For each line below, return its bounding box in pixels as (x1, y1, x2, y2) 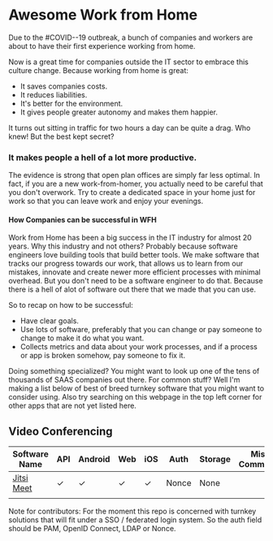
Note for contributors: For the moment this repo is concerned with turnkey (8, 506, 257, 517)
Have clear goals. (19, 316, 80, 326)
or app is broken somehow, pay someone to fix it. (19, 351, 185, 361)
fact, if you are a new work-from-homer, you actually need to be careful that (8, 179, 264, 188)
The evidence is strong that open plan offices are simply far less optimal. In (8, 171, 260, 180)
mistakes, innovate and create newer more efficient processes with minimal (8, 267, 262, 277)
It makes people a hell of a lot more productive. (8, 152, 197, 163)
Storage (199, 453, 232, 465)
